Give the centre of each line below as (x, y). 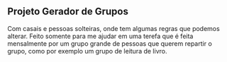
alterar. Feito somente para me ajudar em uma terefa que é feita (100, 36)
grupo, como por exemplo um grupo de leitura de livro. (87, 51)
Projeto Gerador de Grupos (68, 12)
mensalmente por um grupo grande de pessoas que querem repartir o (110, 43)
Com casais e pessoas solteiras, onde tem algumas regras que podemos (113, 28)
